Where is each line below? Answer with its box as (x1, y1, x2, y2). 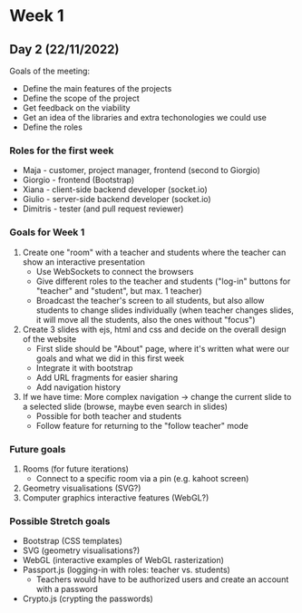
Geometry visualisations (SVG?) (22, 482, 141, 493)
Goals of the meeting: (9, 65, 91, 76)
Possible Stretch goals (9, 514, 111, 527)
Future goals (9, 443, 66, 455)
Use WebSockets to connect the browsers (35, 266, 194, 277)
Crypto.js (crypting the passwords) (22, 593, 154, 604)
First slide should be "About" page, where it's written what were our (35, 343, 290, 354)
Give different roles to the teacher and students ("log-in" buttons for (35, 276, 291, 287)
